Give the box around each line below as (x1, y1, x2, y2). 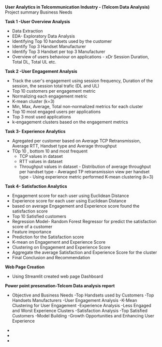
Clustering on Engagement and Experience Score (12, 245, 111, 250)
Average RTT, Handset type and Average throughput (12, 143, 117, 149)
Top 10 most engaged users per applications (12, 109, 101, 115)
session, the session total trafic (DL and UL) (12, 83, 100, 89)
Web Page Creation (5, 264, 45, 270)
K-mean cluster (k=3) (12, 99, 55, 104)
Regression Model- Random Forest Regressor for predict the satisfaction (12, 218, 157, 224)
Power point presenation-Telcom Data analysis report (5, 283, 115, 288)
